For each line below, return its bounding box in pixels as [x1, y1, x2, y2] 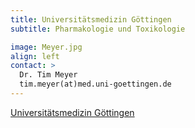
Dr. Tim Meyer [19, 70, 78, 80]
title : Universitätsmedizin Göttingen [10, 14, 172, 25]
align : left [10, 51, 60, 61]
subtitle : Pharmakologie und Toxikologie [10, 24, 186, 34]
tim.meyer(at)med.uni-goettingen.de [19, 79, 172, 90]
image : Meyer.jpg [10, 42, 83, 52]
